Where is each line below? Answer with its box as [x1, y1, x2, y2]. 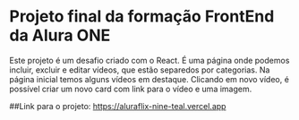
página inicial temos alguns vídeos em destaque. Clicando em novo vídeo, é [9, 73, 289, 84]
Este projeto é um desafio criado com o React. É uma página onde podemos [9, 55, 290, 65]
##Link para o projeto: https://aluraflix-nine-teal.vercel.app [9, 100, 226, 111]
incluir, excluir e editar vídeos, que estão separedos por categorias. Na [9, 64, 270, 75]
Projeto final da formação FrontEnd [9, 6, 275, 27]
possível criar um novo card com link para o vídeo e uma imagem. [9, 83, 252, 94]
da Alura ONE [9, 25, 111, 46]
